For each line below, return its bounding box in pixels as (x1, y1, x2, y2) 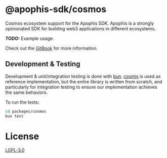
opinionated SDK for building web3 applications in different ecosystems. (5, 25, 156, 31)
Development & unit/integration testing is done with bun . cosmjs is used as (5, 73, 161, 79)
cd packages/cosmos (5, 109, 47, 114)
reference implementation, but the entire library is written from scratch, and (5, 78, 163, 84)
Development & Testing (5, 60, 80, 69)
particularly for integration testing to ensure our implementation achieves (5, 84, 158, 90)
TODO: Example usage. (5, 35, 54, 41)
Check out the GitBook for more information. (5, 45, 98, 51)
